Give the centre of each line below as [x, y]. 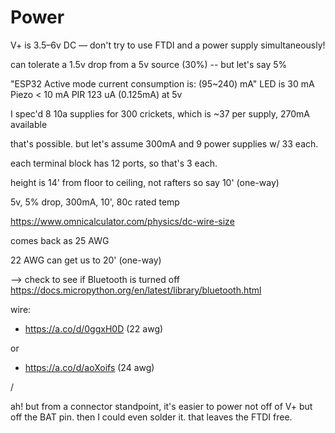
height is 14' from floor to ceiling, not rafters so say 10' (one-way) [145, 182]
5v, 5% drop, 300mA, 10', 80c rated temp [95, 202]
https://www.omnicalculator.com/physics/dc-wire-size [122, 221]
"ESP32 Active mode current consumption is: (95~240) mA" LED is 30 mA [162, 83]
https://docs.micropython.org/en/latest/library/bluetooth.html [136, 290]
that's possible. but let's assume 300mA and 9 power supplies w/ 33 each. [164, 143]
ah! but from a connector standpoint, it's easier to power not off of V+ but [161, 406]
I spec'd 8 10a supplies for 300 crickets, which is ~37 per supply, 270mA [160, 113]
